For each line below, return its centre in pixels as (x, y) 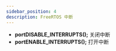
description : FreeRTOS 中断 (40, 17)
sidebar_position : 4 (32, 11)
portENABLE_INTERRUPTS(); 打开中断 (62, 42)
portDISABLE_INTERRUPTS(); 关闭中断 (62, 34)
